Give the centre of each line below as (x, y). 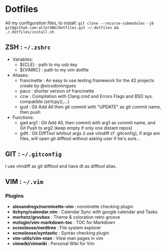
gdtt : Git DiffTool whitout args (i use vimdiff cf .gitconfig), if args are (90, 133)
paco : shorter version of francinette (57, 91)
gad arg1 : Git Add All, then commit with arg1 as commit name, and (87, 122)
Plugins (14, 196)
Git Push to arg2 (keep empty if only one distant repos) (76, 128)
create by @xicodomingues (48, 85)
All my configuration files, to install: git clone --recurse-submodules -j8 (80, 23)
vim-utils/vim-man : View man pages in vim (58, 238)
